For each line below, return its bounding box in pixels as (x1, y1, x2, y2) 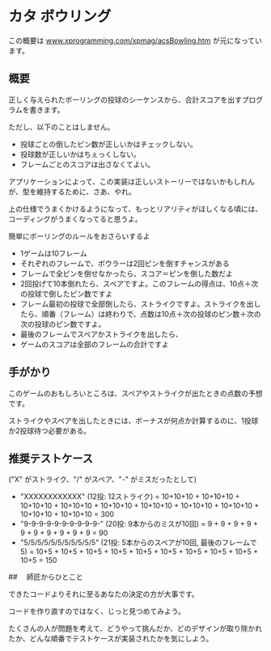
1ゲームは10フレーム (19, 248, 87, 258)
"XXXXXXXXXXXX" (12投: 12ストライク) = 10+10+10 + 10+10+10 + (19, 492, 240, 501)
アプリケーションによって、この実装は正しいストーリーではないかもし (8, 176, 241, 186)
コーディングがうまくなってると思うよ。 (8, 213, 143, 223)
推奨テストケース (8, 451, 93, 465)
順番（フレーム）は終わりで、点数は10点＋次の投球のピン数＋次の (41, 309, 261, 319)
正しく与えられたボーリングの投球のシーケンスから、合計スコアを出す (8, 95, 243, 104)
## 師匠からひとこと (8, 572, 83, 582)
